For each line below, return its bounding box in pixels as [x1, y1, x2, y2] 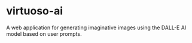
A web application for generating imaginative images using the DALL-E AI [6, 24, 187, 31]
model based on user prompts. [6, 30, 82, 37]
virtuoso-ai [6, 4, 63, 18]
